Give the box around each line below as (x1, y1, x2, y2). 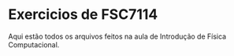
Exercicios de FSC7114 (8, 6, 158, 24)
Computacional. (8, 39, 60, 49)
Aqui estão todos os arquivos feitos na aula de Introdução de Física (8, 32, 227, 41)
